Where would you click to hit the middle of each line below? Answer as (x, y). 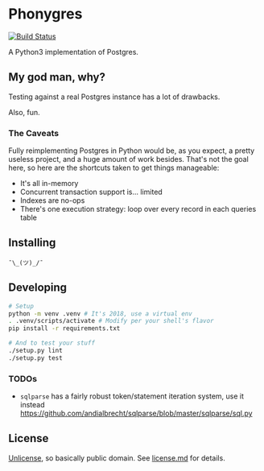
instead (33, 405)
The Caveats (33, 133)
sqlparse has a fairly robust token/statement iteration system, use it (132, 396)
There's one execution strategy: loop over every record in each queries (138, 209)
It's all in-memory (49, 184)
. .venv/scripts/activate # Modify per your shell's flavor (111, 321)
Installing (32, 243)
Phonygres (45, 14)
